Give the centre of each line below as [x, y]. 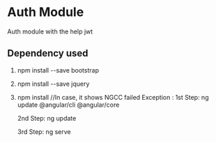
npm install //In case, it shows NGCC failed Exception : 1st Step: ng [113, 97]
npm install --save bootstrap [58, 70]
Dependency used [48, 53]
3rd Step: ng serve [44, 131]
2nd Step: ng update [47, 118]
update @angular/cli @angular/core [68, 105]
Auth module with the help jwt [50, 31]
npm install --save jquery [53, 84]
